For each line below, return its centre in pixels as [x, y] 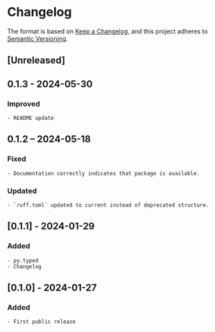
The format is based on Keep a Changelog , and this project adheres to [108, 31]
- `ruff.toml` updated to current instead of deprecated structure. [108, 205]
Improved [24, 103]
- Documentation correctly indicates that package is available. [103, 173]
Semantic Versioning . [37, 38]
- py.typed [23, 261]
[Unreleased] [36, 61]
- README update [31, 119]
